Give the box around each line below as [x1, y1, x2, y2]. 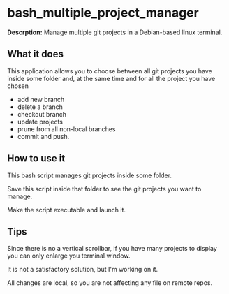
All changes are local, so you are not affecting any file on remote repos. [7, 279, 213, 287]
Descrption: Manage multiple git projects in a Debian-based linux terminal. [7, 28, 223, 36]
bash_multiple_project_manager [7, 5, 199, 21]
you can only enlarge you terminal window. [7, 251, 131, 260]
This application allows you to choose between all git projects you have [7, 66, 213, 75]
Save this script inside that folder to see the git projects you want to [7, 184, 202, 193]
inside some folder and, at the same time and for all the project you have [7, 74, 216, 82]
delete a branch [17, 103, 63, 111]
